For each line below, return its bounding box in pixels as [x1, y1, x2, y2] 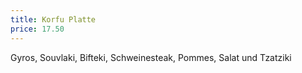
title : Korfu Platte [10, 14, 97, 25]
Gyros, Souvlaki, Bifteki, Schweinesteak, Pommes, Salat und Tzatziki [10, 51, 292, 63]
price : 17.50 [10, 24, 65, 34]
